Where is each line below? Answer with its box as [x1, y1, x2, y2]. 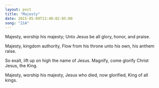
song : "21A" [5, 20, 29, 26]
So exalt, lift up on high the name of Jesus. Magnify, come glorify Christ [5, 58, 149, 63]
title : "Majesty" [5, 12, 40, 16]
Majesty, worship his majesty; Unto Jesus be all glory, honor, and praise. [5, 34, 150, 40]
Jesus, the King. [5, 63, 38, 69]
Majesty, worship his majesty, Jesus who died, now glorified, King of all [5, 72, 148, 78]
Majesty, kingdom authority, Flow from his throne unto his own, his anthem [5, 43, 155, 49]
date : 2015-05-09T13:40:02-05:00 [5, 16, 73, 21]
